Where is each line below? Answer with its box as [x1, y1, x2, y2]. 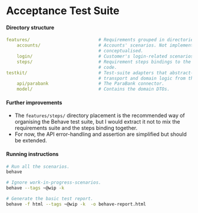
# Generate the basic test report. [6, 196, 94, 202]
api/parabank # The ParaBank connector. [16, 81, 165, 86]
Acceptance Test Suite [6, 4, 120, 18]
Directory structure [6, 24, 55, 31]
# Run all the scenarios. [6, 164, 70, 169]
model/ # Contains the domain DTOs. [16, 86, 170, 92]
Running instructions [6, 150, 59, 157]
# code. [98, 64, 117, 70]
